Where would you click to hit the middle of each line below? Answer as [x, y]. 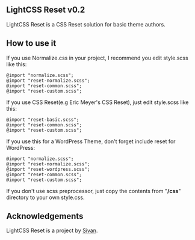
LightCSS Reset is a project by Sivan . [52, 230]
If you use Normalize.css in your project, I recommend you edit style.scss [97, 58]
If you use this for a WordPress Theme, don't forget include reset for [91, 141]
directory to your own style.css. [45, 197]
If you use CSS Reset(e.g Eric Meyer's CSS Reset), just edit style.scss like [97, 102]
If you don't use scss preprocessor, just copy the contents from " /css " [94, 191]
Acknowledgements [45, 216]
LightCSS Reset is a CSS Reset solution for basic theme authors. [86, 24]
